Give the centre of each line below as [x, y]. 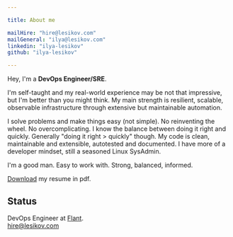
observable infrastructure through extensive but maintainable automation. [115, 108]
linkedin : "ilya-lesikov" [45, 46]
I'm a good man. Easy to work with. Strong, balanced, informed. [100, 165]
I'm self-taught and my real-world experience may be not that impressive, [115, 93]
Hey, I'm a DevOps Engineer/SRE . [57, 79]
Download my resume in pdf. [49, 179]
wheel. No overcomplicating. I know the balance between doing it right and [117, 129]
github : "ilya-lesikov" [42, 53]
